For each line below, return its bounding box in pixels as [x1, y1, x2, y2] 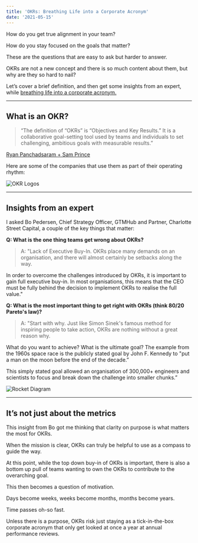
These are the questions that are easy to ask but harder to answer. [6, 53, 168, 60]
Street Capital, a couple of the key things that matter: [6, 225, 134, 232]
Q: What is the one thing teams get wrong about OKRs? [6, 236, 144, 243]
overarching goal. [6, 472, 49, 479]
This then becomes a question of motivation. [6, 483, 115, 490]
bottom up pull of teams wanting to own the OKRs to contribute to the [6, 465, 175, 473]
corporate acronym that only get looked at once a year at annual [6, 524, 162, 531]
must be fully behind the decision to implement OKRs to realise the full [6, 284, 177, 291]
